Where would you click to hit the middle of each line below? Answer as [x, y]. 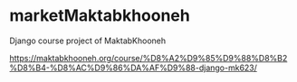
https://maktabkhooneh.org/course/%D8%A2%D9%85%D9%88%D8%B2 [148, 58]
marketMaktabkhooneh [100, 16]
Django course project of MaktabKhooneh [88, 41]
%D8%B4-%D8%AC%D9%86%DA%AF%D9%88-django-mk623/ [134, 68]
